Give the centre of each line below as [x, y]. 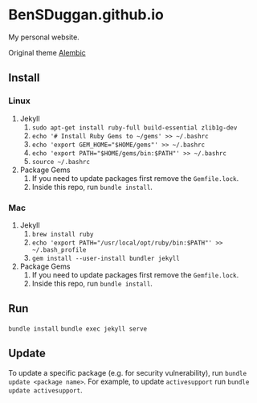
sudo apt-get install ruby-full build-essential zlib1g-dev [135, 127]
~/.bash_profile [59, 250]
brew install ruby [63, 234]
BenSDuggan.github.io [86, 15]
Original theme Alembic [47, 52]
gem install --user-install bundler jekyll [106, 258]
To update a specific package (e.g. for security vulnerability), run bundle [128, 372]
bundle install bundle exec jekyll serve [78, 329]
